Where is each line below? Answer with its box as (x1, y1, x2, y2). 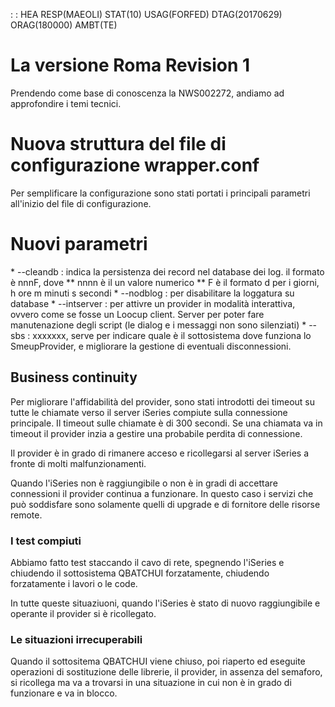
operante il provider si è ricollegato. (10, 607, 157, 619)
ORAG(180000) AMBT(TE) (10, 19, 118, 31)
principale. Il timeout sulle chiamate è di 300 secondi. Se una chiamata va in (10, 417, 323, 429)
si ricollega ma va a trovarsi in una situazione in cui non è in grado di (10, 677, 292, 689)
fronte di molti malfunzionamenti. (10, 457, 147, 469)
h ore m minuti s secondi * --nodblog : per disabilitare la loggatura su (10, 287, 295, 299)
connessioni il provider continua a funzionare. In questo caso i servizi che (10, 487, 314, 499)
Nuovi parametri (10, 233, 148, 256)
